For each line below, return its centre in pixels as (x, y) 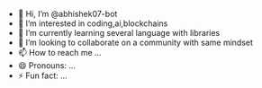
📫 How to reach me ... (59, 53)
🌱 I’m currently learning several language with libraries (119, 33)
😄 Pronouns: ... (47, 66)
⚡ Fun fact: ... (42, 75)
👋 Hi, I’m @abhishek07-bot (68, 14)
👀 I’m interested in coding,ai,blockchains (93, 23)
